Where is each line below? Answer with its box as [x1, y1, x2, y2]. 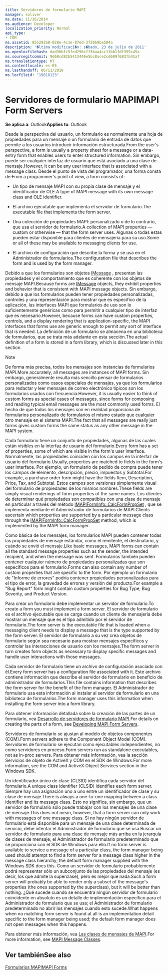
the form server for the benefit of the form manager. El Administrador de [5, 685, 154, 691]
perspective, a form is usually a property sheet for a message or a [5, 147, 141, 153]
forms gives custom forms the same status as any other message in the [5, 422, 152, 428]
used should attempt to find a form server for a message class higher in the [5, 852, 161, 858]
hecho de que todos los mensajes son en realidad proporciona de [5, 406, 140, 412]
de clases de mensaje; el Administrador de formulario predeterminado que [5, 836, 159, 842]
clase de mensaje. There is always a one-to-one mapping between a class [5, 793, 157, 799]
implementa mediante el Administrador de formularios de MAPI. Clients [5, 506, 150, 512]
